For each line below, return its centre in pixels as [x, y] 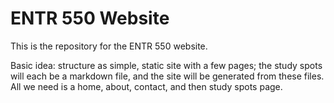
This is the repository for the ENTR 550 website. [109, 46]
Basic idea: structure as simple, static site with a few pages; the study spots [166, 65]
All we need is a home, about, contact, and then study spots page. [146, 86]
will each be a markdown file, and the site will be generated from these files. [167, 76]
